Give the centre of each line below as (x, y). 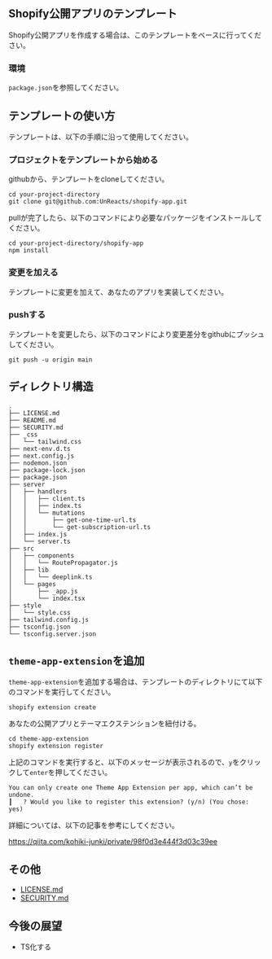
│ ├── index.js (38, 534)
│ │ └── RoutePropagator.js (63, 563)
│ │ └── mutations (47, 513)
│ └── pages (33, 584)
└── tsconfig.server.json (52, 634)
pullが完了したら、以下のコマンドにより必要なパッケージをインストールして (136, 218)
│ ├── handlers (38, 491)
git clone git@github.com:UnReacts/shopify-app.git (98, 202)
